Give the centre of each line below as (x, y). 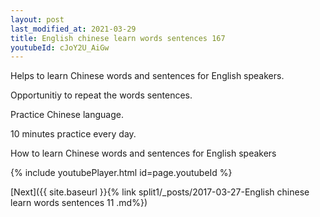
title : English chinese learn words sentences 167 (118, 38)
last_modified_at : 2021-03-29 (73, 29)
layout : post (37, 19)
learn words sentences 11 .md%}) (79, 203)
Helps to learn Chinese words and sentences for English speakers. (147, 76)
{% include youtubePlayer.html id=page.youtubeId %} (121, 173)
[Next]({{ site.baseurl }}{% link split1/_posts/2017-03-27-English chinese (160, 192)
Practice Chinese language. (67, 115)
